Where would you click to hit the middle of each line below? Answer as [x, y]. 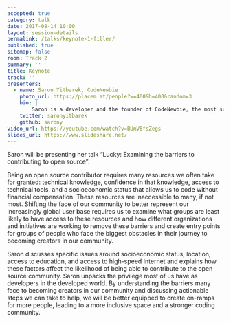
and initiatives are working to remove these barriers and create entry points [114, 226]
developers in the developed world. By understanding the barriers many [109, 283]
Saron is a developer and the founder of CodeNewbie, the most [124, 109]
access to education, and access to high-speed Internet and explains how [112, 261]
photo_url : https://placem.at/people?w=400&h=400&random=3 [106, 97]
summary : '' [24, 65]
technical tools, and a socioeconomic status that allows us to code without [112, 190]
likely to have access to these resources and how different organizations [110, 219]
